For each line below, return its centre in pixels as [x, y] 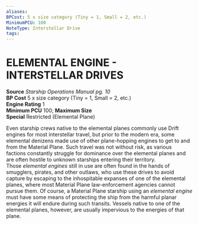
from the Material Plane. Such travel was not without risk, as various [89, 147]
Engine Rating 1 [25, 105]
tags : [13, 34]
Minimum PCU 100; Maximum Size [49, 110]
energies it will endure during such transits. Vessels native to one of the [93, 204]
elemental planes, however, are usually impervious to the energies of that [95, 210]
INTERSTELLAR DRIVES [65, 75]
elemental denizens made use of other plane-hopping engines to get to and [98, 141]
